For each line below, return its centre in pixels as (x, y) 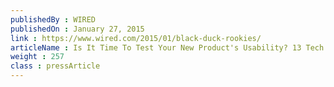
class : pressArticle (55, 66)
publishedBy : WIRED (53, 19)
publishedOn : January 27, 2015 (77, 29)
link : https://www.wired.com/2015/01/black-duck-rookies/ (136, 38)
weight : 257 (37, 57)
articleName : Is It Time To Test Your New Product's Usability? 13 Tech (167, 47)
